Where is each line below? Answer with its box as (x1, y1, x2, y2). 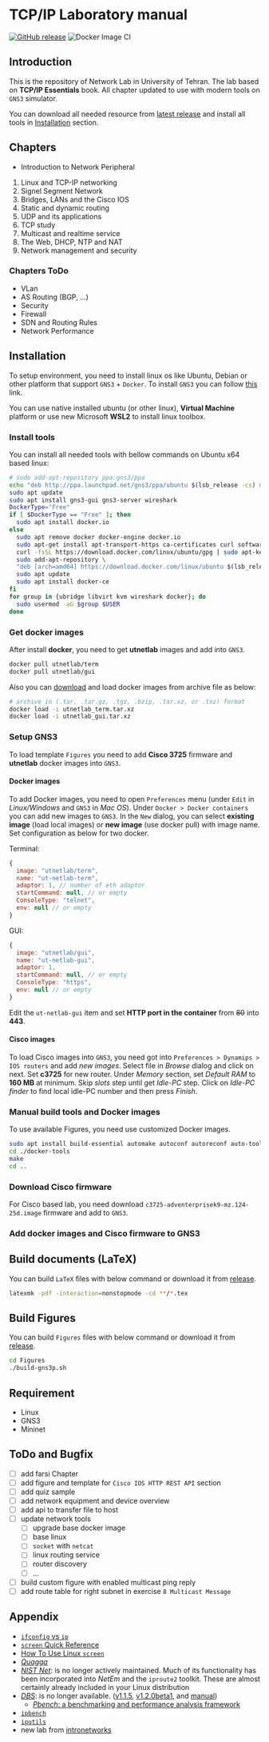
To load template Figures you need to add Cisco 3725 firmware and (9, 750, 233, 759)
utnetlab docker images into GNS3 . (9, 758, 121, 767)
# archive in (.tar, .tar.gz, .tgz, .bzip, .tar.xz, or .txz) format (9, 698, 246, 706)
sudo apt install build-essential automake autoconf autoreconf (9, 1140, 227, 1148)
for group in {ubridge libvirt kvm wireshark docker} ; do (9, 592, 206, 601)
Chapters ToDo (9, 266, 69, 277)
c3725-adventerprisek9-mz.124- (145, 1201, 250, 1209)
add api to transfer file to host (20, 1505, 119, 1515)
